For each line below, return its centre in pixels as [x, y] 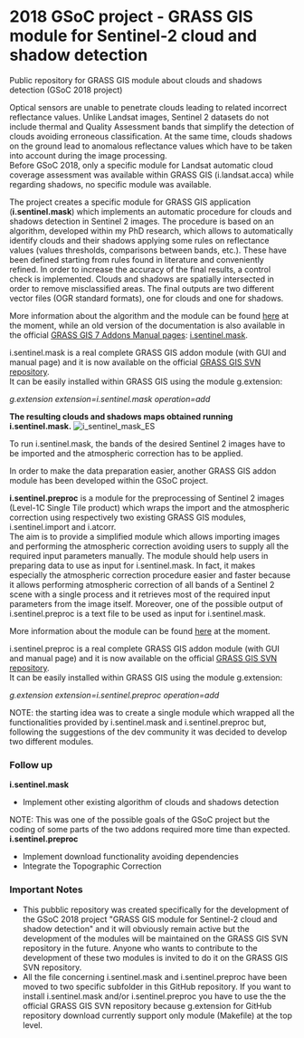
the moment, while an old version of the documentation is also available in [147, 325]
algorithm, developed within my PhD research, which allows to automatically [152, 231]
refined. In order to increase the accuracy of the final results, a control [140, 269]
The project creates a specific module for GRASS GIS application [130, 202]
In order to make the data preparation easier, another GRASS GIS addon [143, 471]
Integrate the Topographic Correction [92, 866]
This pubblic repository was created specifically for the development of [156, 909]
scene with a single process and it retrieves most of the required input [140, 594]
